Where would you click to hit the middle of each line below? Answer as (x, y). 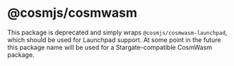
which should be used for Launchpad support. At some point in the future (114, 39)
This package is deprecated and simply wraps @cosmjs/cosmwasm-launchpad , (117, 32)
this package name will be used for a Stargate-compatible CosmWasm (110, 47)
